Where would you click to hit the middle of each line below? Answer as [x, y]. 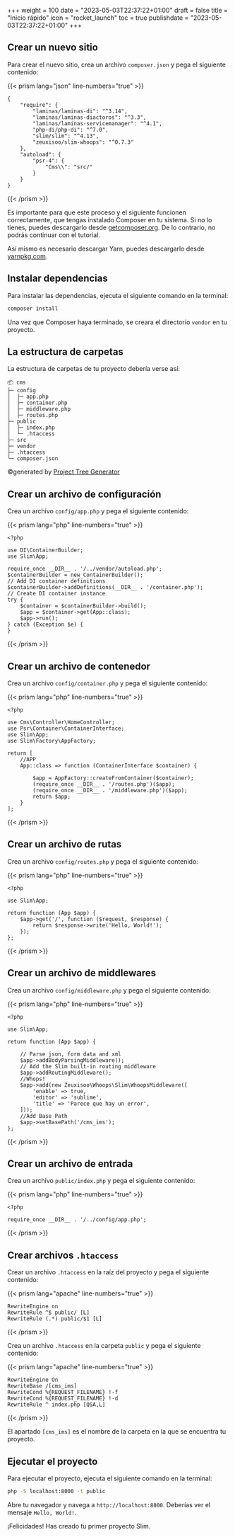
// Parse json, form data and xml [71, 1054]
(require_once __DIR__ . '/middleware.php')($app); [110, 790]
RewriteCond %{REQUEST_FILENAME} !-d [63, 1399]
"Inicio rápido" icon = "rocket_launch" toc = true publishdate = [98, 18]
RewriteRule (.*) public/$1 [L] [55, 1319]
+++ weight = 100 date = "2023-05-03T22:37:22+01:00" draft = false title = [117, 10]
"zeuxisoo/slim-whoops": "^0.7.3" [83, 142]
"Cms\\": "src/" [69, 167]
